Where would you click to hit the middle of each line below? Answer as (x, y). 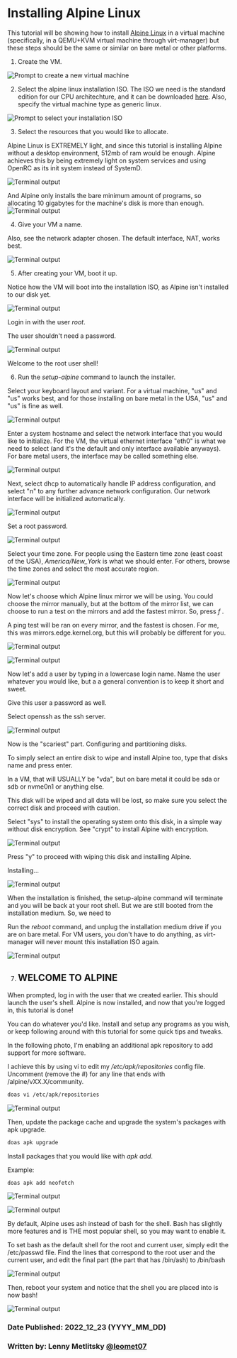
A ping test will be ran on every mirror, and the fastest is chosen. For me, (113, 625)
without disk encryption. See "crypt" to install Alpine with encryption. (108, 829)
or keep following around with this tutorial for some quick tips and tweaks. (115, 1031)
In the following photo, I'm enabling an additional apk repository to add (110, 1045)
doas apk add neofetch (41, 1183)
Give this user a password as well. (57, 702)
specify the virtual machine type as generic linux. (89, 104)
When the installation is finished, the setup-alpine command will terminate (115, 898)
